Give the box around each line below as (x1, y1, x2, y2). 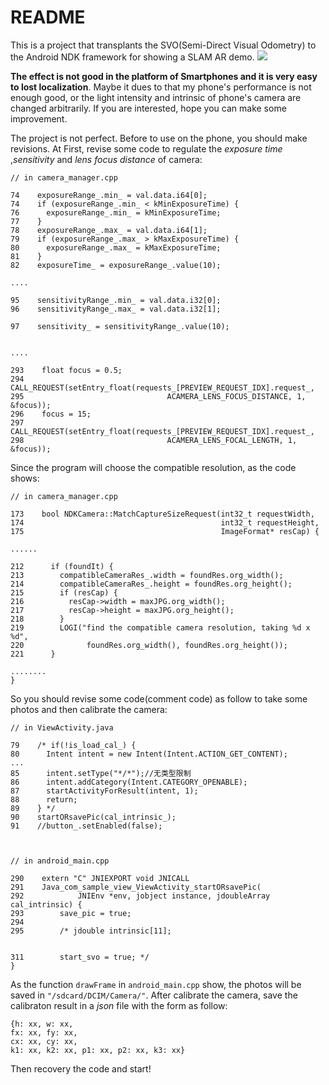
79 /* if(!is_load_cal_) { (10, 740, 137, 750)
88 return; (10, 794, 78, 805)
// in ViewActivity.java (10, 722, 114, 733)
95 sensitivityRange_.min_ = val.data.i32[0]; (10, 295, 222, 305)
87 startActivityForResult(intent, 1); (10, 786, 199, 796)
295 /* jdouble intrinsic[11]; (10, 926, 172, 936)
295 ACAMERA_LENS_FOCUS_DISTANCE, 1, (10, 391, 307, 401)
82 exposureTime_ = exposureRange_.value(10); (10, 260, 222, 270)
